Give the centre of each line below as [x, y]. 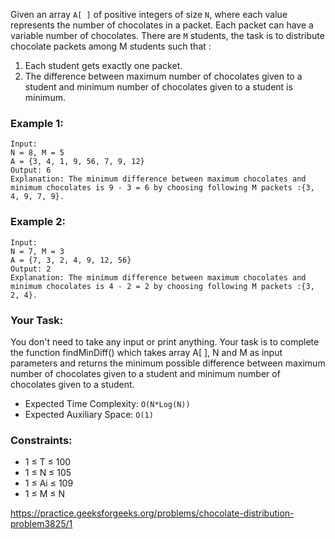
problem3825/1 [41, 524]
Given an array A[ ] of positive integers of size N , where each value [149, 14]
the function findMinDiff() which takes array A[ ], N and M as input [146, 352]
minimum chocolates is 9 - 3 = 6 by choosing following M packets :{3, [162, 188]
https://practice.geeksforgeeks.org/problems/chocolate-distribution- [152, 513]
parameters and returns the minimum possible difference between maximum [168, 363]
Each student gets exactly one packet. [103, 65]
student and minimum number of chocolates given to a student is [158, 87]
